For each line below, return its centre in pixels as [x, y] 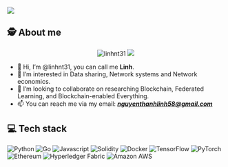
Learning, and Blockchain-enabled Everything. [83, 96]
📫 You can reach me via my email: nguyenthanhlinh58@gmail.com [115, 104]
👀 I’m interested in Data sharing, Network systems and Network [107, 74]
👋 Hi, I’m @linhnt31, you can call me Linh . [75, 67]
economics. [34, 81]
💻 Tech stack [37, 129]
